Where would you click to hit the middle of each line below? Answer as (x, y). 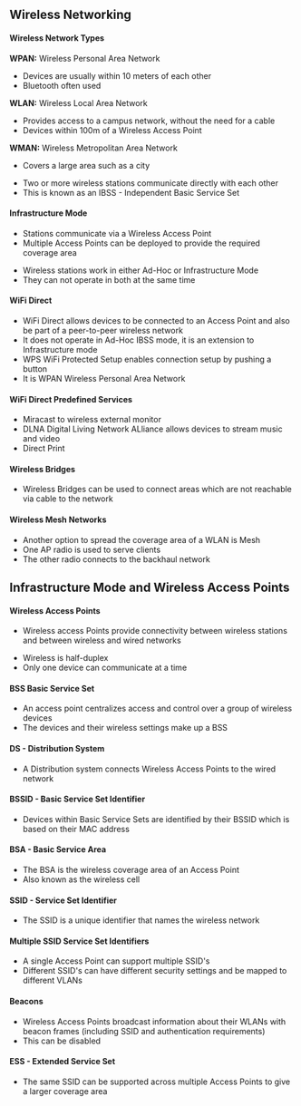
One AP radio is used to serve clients (92, 549)
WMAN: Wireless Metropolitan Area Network (94, 148)
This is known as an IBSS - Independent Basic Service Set (131, 192)
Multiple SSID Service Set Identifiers (79, 941)
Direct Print (44, 449)
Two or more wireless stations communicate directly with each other (150, 183)
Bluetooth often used (62, 85)
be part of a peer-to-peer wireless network (103, 330)
